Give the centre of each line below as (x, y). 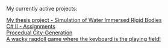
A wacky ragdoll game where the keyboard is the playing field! (84, 39)
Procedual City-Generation (39, 33)
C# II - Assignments (31, 26)
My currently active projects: (42, 9)
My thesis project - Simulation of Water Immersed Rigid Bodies (84, 20)
